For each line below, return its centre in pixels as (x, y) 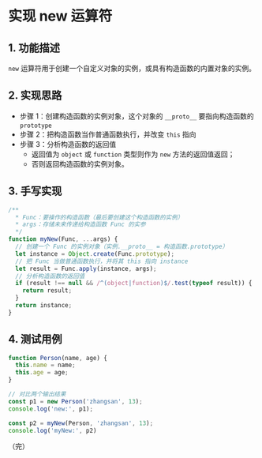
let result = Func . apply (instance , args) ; (86, 268)
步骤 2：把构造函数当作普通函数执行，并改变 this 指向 (108, 134)
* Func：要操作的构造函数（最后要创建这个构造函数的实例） (99, 217)
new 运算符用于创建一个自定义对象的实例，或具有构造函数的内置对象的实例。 (132, 68)
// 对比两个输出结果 (37, 394)
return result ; (47, 291)
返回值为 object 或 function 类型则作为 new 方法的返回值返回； (133, 154)
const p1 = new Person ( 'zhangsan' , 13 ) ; (76, 401)
